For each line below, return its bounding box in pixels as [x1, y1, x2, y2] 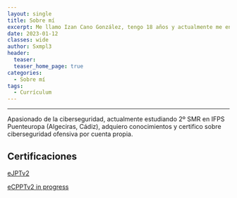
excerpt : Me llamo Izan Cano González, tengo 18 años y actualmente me [7, 23, 222, 30]
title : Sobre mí [7, 17, 55, 24]
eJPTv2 [7, 168, 30, 177]
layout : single [7, 10, 52, 18]
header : [7, 50, 30, 57]
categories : [7, 69, 42, 76]
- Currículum [13, 89, 52, 96]
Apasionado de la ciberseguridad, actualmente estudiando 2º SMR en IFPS [7, 115, 225, 123]
